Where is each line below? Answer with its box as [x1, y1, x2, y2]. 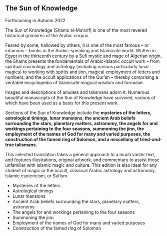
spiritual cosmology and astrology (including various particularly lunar [5, 63, 149, 69]
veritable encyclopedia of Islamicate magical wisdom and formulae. [5, 79, 144, 85]
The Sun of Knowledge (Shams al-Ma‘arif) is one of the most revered [5, 27, 147, 33]
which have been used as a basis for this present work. [5, 100, 119, 106]
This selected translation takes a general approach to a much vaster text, [5, 151, 155, 157]
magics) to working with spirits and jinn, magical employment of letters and [5, 69, 160, 75]
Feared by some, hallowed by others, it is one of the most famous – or [5, 42, 149, 48]
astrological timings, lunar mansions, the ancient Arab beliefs [5, 115, 136, 121]
